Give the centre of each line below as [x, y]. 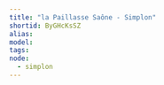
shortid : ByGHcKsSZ [45, 26]
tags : [19, 50]
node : [19, 58]
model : [21, 42]
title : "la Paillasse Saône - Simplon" [83, 17]
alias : [21, 34]
